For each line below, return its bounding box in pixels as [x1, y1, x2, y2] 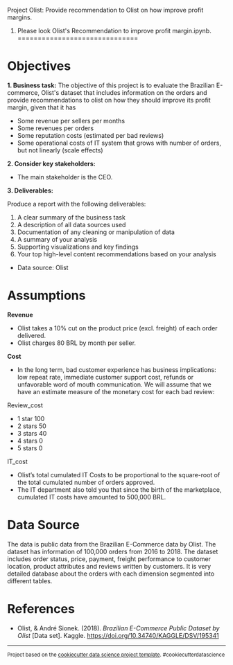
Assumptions [7, 287, 86, 303]
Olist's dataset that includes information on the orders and [41, 88, 207, 96]
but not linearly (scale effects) [17, 145, 103, 154]
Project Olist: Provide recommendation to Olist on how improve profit [7, 6, 204, 14]
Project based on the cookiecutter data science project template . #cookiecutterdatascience [7, 651, 225, 658]
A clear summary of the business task [17, 213, 126, 221]
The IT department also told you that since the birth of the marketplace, [17, 485, 222, 494]
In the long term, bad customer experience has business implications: [17, 365, 216, 373]
